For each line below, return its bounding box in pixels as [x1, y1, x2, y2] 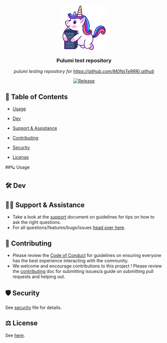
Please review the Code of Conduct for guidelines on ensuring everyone [12, 252, 161, 258]
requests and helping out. [12, 273, 65, 279]
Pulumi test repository [56, 57, 111, 64]
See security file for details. [5, 304, 62, 310]
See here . [5, 332, 25, 338]
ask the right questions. [12, 219, 61, 225]
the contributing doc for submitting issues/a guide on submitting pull [12, 268, 154, 274]
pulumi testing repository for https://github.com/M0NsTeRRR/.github [13, 68, 154, 74]
